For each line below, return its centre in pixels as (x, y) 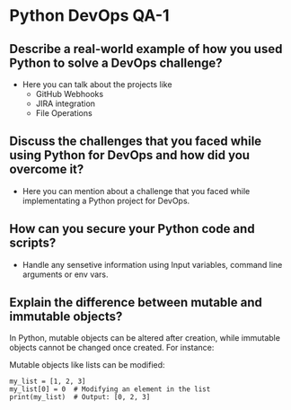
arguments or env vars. (66, 274)
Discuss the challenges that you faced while (136, 142)
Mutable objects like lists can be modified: (87, 365)
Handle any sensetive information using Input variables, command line (152, 264)
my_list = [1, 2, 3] (48, 382)
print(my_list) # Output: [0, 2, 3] (80, 397)
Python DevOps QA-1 (89, 16)
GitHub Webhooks (70, 94)
